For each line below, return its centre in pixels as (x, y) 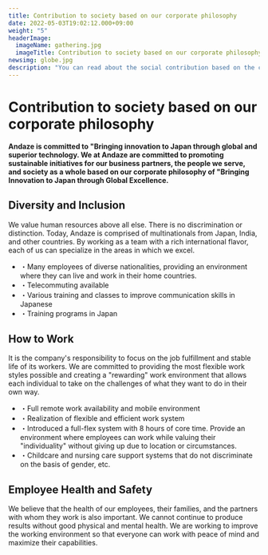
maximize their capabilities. (53, 543)
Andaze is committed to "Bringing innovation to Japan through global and (133, 146)
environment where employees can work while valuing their (118, 438)
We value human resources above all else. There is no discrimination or (126, 224)
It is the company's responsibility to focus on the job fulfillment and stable (130, 358)
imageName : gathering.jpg (59, 46)
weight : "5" (28, 30)
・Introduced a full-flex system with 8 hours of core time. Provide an (132, 429)
